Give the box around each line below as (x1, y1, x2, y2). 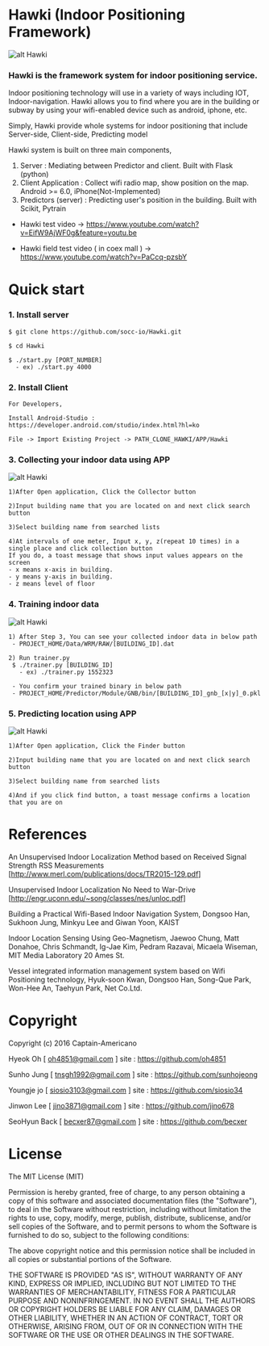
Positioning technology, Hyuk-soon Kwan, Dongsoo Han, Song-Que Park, (8, 974, 252, 984)
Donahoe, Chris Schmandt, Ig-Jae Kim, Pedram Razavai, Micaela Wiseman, (8, 941, 259, 951)
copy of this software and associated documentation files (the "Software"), (8, 1196, 258, 1205)
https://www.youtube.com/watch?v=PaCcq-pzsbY (19, 252, 188, 262)
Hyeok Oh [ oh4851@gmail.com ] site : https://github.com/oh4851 (8, 1054, 226, 1063)
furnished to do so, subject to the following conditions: (8, 1230, 189, 1239)
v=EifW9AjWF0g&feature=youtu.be (19, 228, 137, 238)
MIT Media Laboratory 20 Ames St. (8, 950, 125, 960)
